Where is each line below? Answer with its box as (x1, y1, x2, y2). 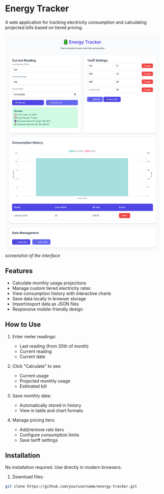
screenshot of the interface (5, 252, 60, 258)
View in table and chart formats (19, 407, 83, 413)
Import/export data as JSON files (12, 301, 80, 307)
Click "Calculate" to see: (12, 363, 62, 369)
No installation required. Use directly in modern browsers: (5, 464, 122, 470)
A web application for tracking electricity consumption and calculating (5, 19, 147, 25)
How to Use (5, 320, 41, 329)
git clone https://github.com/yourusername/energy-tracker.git (5, 484, 137, 489)
